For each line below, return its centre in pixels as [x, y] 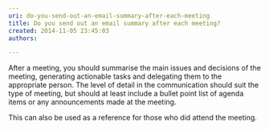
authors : [23, 38]
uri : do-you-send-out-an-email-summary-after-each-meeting [109, 16]
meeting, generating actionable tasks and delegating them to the [115, 76]
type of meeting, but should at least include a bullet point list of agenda [126, 94]
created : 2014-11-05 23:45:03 [59, 30]
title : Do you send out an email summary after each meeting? [114, 23]
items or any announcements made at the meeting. [92, 102]
